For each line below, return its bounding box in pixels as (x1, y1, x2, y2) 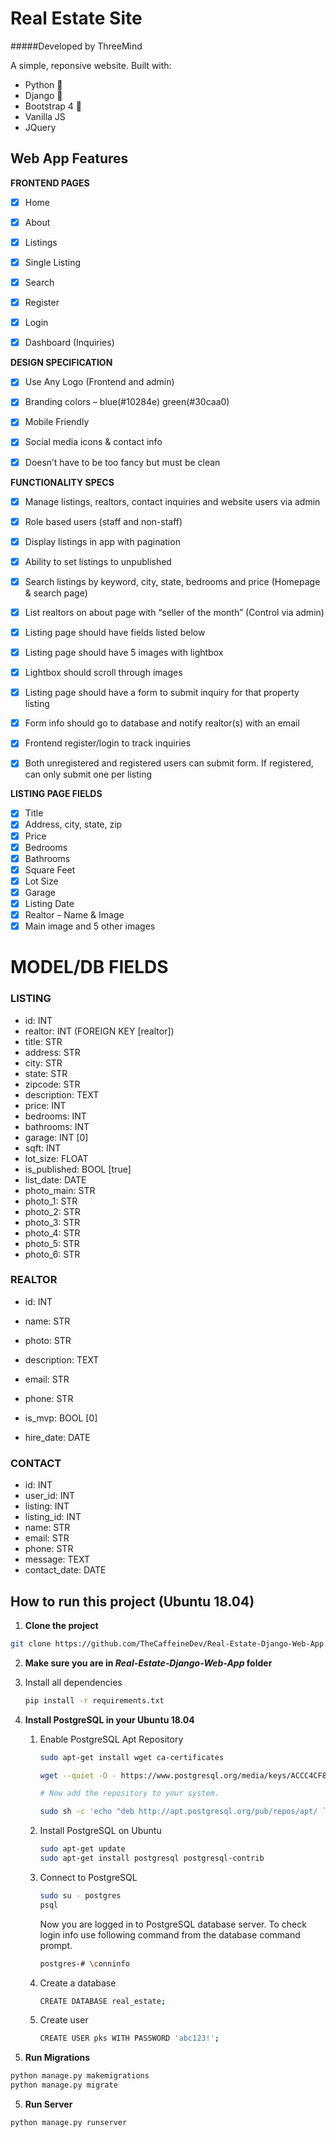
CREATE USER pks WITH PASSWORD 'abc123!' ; (39, 2033, 220, 2044)
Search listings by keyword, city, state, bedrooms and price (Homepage (24, 575, 321, 587)
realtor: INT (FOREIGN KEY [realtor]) (24, 1025, 175, 1037)
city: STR (24, 1057, 63, 1069)
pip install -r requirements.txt (24, 1695, 165, 1706)
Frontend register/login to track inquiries (24, 737, 192, 749)
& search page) (24, 587, 88, 599)
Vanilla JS (24, 110, 66, 122)
